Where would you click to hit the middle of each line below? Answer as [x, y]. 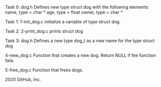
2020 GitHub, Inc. [23, 79]
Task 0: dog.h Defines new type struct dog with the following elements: [77, 7]
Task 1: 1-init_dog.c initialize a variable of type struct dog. [63, 22]
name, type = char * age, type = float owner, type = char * [64, 12]
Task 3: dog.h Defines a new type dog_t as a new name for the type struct [80, 41]
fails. [10, 60]
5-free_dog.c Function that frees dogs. [44, 70]
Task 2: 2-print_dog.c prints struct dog [44, 31]
